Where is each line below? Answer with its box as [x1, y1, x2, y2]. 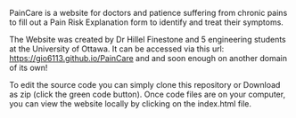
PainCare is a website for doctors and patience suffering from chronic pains [9, 8, 288, 18]
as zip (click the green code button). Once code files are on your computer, [9, 89, 286, 99]
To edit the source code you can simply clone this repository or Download [9, 80, 281, 90]
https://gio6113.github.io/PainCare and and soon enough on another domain [9, 53, 288, 63]
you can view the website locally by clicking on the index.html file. [9, 98, 252, 109]
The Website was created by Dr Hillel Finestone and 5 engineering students [9, 35, 287, 44]
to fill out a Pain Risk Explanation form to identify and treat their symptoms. [9, 17, 284, 28]
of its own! [9, 62, 48, 73]
